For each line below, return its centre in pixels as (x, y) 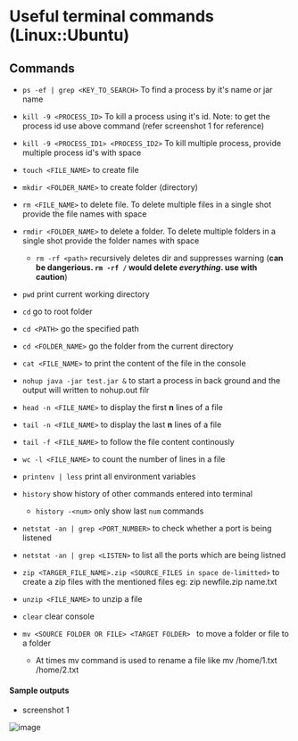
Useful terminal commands (112, 16)
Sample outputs (39, 690)
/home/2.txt (57, 670)
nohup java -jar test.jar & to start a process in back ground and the (151, 380)
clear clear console (58, 616)
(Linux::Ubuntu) (70, 35)
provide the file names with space (84, 214)
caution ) (52, 277)
